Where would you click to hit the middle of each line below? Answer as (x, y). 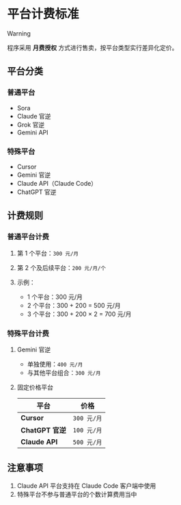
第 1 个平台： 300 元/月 (47, 253)
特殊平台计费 (28, 333)
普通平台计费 (28, 237)
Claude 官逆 (34, 116)
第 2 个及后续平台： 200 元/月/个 (61, 267)
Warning (19, 33)
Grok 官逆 (31, 125)
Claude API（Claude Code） (57, 183)
